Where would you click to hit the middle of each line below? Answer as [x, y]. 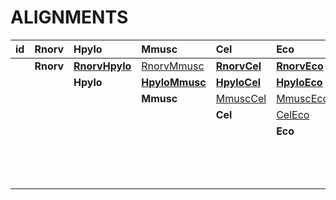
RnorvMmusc [173, 66]
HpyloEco [299, 82]
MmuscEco [303, 98]
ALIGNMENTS [69, 17]
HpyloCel [238, 82]
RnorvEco [300, 66]
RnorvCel [238, 66]
